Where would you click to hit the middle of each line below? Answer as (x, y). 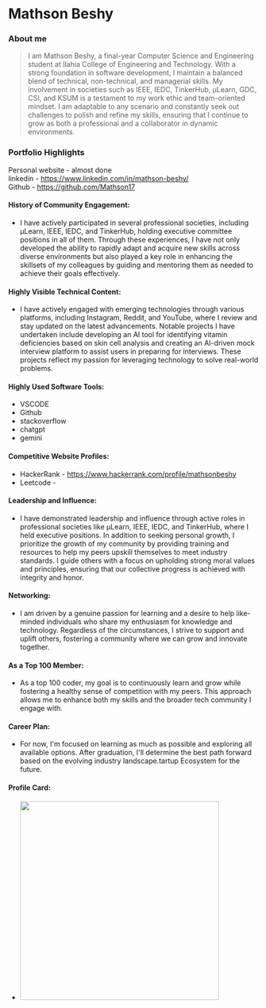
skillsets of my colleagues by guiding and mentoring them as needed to (137, 265)
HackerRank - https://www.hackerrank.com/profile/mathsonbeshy (128, 474)
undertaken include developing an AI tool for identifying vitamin (123, 335)
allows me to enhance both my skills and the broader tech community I (135, 700)
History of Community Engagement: (69, 205)
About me (28, 39)
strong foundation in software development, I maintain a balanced (135, 73)
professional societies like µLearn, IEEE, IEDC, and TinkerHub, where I (134, 526)
